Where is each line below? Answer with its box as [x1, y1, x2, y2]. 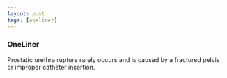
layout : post [7, 10, 45, 17]
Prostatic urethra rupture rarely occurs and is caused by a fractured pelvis [7, 55, 220, 63]
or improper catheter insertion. [7, 63, 95, 71]
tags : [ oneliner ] [7, 17, 58, 24]
